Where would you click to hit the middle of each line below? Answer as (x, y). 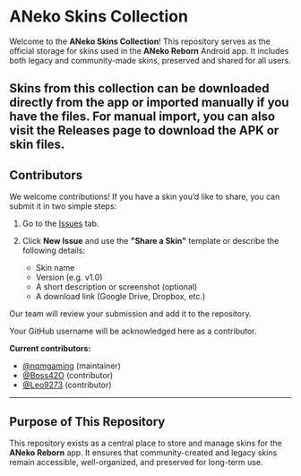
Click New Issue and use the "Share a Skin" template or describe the (150, 241)
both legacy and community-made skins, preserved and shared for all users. (150, 60)
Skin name (55, 268)
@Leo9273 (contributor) (67, 385)
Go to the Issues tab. (60, 224)
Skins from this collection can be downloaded (140, 88)
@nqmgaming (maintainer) (71, 366)
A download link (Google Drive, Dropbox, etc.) (120, 297)
